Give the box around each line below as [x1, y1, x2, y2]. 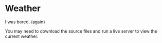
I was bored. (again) [5, 19, 45, 25]
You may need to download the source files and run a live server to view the [5, 28, 158, 34]
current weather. [5, 33, 38, 39]
